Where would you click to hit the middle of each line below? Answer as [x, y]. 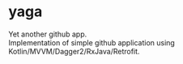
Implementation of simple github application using [92, 42]
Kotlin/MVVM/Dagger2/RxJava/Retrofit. [74, 51]
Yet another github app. [48, 34]
